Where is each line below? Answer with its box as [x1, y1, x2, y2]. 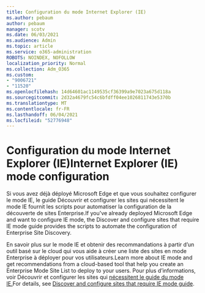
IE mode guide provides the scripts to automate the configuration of [6, 223, 177, 230]
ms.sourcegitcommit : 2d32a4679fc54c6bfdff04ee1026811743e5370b [6, 94, 171, 101]
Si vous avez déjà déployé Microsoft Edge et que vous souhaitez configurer [6, 190, 197, 197]
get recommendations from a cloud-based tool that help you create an [6, 261, 184, 268]
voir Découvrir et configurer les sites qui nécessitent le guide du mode [6, 273, 184, 281]
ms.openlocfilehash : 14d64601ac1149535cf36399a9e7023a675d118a [6, 89, 171, 95]
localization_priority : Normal [6, 60, 86, 66]
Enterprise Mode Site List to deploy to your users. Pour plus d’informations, [6, 267, 196, 275]
